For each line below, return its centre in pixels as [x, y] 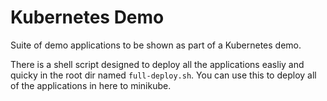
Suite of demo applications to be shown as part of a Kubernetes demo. [156, 45]
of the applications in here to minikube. [91, 85]
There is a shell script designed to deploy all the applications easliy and [157, 64]
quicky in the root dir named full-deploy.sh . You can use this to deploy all [163, 75]
